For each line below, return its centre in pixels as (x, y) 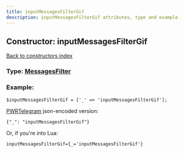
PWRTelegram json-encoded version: (52, 111)
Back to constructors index (40, 56)
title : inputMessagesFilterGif (45, 12)
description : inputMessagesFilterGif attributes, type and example (92, 17)
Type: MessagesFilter (39, 71)
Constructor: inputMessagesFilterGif (77, 42)
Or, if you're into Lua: (32, 133)
